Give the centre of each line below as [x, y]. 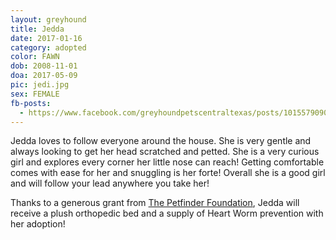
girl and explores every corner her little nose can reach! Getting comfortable [167, 162]
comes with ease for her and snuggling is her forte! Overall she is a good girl [168, 173]
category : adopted [48, 47]
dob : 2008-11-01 [44, 66]
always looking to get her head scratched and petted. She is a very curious [165, 152]
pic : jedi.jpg [40, 85]
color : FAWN [35, 57]
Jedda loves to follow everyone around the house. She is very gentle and [161, 141]
